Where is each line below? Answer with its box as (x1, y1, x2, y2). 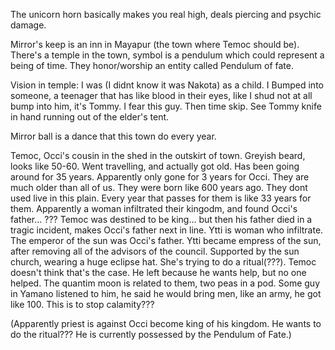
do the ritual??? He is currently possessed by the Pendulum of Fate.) (10, 329, 292, 340)
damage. (10, 19, 47, 31)
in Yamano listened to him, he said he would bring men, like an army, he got (10, 288, 322, 299)
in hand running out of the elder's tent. (10, 111, 170, 123)
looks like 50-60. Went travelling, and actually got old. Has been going (10, 160, 300, 172)
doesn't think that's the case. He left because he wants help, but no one (10, 267, 307, 278)
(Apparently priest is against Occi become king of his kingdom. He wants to (10, 318, 322, 329)
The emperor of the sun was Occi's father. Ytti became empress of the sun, (10, 235, 322, 246)
